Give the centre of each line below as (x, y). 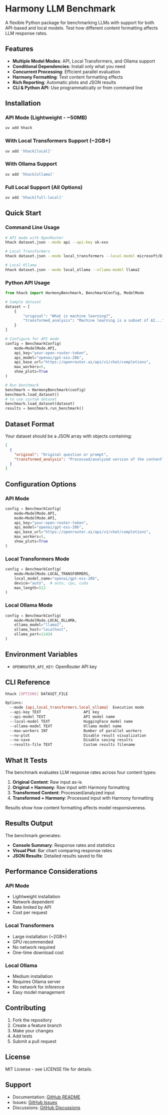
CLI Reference (28, 682)
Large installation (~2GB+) (39, 936)
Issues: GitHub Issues (35, 1102)
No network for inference (38, 987)
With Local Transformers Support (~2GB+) (58, 141)
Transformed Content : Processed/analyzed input (63, 792)
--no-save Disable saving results (71, 740)
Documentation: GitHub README (46, 1097)
